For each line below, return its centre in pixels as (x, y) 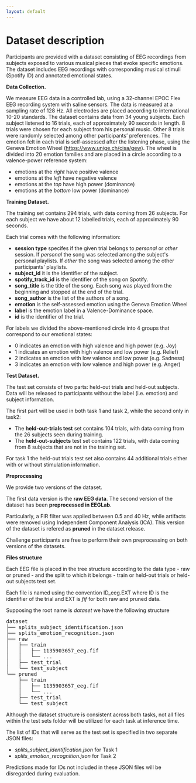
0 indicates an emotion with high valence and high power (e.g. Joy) (96, 346)
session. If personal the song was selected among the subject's (91, 254)
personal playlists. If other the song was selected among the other (94, 261)
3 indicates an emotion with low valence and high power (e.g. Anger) (97, 364)
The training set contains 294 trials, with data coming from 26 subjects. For (97, 213)
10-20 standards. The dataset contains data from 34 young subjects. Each (96, 117)
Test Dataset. (23, 375)
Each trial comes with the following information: (63, 237)
